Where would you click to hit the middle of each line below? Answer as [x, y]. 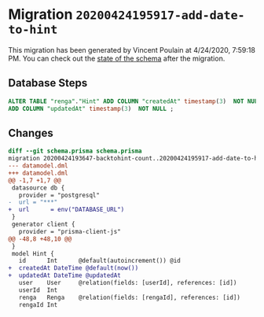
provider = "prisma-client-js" [70, 231]
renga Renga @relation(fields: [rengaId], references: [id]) [130, 297]
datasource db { [38, 188]
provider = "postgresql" [59, 195]
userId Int [38, 290]
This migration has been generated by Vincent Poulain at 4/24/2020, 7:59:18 [132, 50]
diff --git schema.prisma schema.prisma [75, 151]
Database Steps [48, 83]
